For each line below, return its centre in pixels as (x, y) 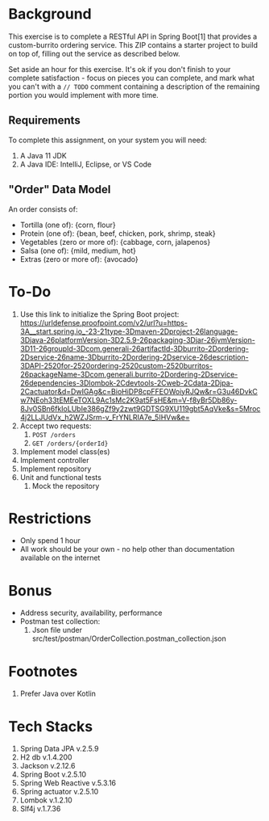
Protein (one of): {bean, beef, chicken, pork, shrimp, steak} (118, 233)
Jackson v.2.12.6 (48, 766)
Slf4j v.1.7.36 (40, 809)
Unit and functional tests (61, 477)
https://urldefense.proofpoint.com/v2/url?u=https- (103, 322)
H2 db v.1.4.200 (46, 757)
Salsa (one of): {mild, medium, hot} (78, 251)
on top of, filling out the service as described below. (94, 53)
